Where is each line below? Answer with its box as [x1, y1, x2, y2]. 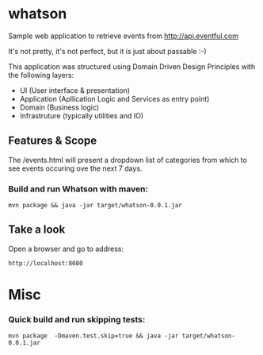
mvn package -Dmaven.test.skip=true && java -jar [8, 332, 179, 340]
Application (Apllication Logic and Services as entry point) [19, 94, 210, 103]
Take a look [8, 223, 66, 237]
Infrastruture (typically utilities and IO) [19, 110, 144, 120]
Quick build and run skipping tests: [8, 314, 146, 325]
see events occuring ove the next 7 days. [8, 164, 143, 173]
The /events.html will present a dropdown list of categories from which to [8, 155, 248, 164]
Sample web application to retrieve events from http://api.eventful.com [8, 31, 239, 41]
